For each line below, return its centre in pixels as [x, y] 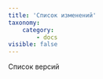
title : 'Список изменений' [52, 15]
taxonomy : [24, 23]
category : [39, 30]
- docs [47, 37]
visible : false [33, 45]
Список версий [34, 66]
